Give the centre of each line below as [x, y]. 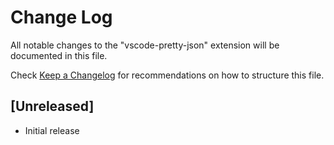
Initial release [52, 130]
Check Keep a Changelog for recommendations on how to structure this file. [167, 75]
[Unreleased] [52, 106]
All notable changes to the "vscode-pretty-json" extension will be [145, 45]
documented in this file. [59, 55]
